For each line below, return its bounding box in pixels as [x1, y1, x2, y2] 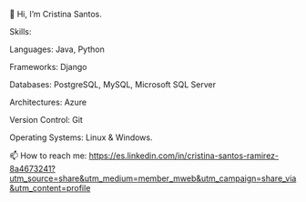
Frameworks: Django [9, 62, 87, 72]
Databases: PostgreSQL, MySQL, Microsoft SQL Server [9, 79, 217, 90]
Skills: [9, 26, 32, 36]
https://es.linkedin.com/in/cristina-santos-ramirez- [88, 150, 280, 161]
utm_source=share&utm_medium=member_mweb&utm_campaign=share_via [9, 173, 297, 184]
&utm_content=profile [9, 183, 91, 193]
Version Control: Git [9, 115, 84, 125]
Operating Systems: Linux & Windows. [9, 132, 153, 143]
